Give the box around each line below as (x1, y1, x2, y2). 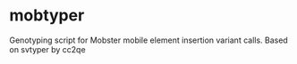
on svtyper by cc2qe (9, 44, 87, 54)
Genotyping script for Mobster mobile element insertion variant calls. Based (9, 35, 288, 45)
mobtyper (9, 5, 85, 26)
